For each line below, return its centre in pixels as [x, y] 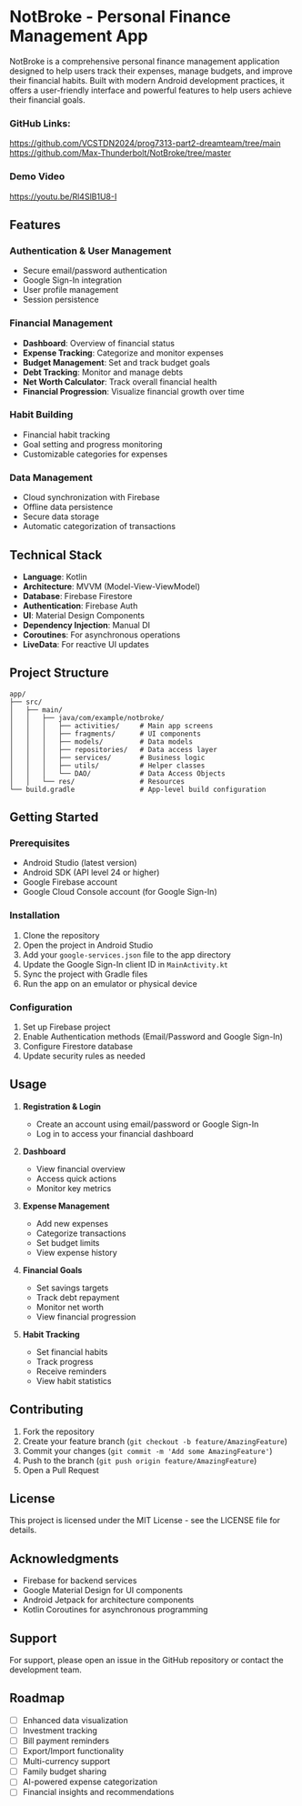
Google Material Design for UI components [103, 1590]
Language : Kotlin [55, 577]
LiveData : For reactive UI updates [86, 644]
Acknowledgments [65, 1558]
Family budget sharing [65, 1771]
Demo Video [37, 176]
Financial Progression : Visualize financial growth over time [133, 391]
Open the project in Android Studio [88, 945]
